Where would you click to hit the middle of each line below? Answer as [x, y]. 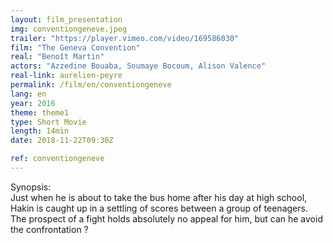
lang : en [28, 94]
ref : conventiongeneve [57, 159]
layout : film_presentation [66, 19]
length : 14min [40, 131]
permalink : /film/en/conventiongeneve [91, 85]
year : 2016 [33, 103]
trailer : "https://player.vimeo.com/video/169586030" [125, 38]
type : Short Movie [48, 122]
